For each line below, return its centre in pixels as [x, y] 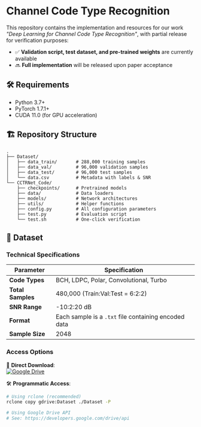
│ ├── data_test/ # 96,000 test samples [69, 172]
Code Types [27, 280]
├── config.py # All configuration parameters [87, 209]
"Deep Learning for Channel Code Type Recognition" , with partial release [97, 33]
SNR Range [25, 307]
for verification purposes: [37, 40]
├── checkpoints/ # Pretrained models [72, 188]
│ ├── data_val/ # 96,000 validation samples [77, 167]
